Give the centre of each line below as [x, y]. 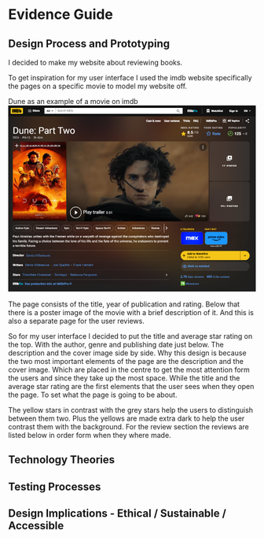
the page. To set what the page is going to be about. [93, 395]
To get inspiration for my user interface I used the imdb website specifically [130, 78]
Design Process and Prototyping [89, 44]
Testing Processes [55, 486]
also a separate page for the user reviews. [77, 321]
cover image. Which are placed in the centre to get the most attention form [129, 369]
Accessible [36, 525]
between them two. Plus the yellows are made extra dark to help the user [126, 418]
